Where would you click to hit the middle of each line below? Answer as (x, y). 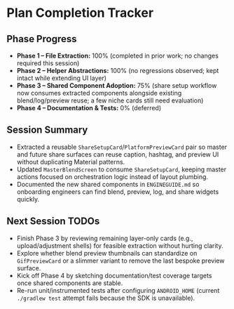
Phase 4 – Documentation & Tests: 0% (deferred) (89, 108)
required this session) (48, 63)
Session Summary (47, 130)
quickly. (28, 199)
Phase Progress (42, 39)
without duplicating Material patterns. (71, 162)
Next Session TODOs (53, 222)
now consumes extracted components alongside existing (99, 93)
